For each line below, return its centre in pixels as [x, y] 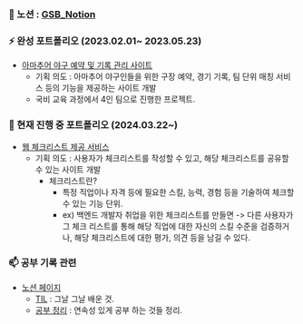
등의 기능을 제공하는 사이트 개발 [101, 88]
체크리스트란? [73, 181]
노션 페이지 [41, 287]
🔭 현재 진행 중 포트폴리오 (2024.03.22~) [93, 125]
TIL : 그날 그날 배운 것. [75, 299]
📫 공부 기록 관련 [43, 263]
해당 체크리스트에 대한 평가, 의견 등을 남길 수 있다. [163, 237]
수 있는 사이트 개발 [68, 169]
